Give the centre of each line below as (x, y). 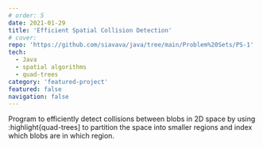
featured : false (35, 89)
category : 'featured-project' (58, 82)
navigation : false (39, 97)
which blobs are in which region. (62, 136)
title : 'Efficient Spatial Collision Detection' (90, 30)
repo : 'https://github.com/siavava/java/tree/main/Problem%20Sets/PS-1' (131, 45)
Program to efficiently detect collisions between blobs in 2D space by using (132, 119)
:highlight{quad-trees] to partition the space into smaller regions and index (130, 127)
